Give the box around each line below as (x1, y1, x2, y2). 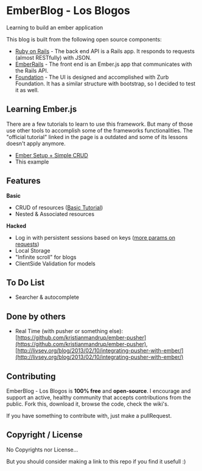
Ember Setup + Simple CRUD (15, 151, 88, 159)
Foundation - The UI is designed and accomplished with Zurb (15, 73, 169, 81)
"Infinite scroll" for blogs (15, 253, 77, 261)
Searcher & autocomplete (15, 293, 79, 301)
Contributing (6, 371, 56, 381)
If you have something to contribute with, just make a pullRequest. (6, 412, 172, 419)
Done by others (6, 311, 66, 322)
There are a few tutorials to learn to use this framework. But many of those (6, 120, 193, 128)
